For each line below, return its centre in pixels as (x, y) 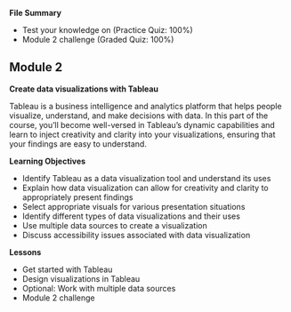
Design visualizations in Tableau (81, 278)
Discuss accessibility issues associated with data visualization (136, 235)
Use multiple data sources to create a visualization (114, 225)
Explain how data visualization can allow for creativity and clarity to (145, 188)
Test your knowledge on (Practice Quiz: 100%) (107, 30)
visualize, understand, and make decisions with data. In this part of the (139, 116)
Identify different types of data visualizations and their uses (131, 216)
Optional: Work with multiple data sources (99, 288)
